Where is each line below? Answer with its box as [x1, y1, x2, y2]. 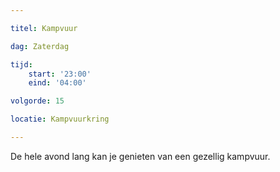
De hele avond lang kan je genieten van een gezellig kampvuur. [10, 150, 271, 162]
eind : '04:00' [28, 78, 87, 88]
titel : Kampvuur [10, 23, 78, 33]
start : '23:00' [28, 69, 92, 79]
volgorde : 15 [10, 96, 65, 106]
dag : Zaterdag [10, 41, 70, 51]
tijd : [10, 59, 33, 70]
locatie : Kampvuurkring [10, 114, 110, 125]
